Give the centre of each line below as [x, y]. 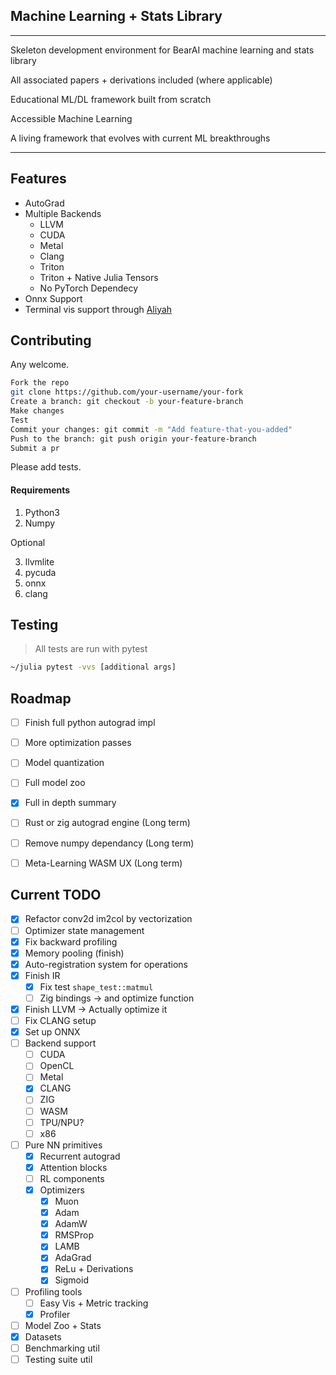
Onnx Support [53, 298]
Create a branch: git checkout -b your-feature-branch [127, 402]
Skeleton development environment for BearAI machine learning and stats [162, 50]
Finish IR [42, 975]
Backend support [60, 1043]
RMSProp [74, 1235]
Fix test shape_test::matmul [96, 986]
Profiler [55, 1314]
